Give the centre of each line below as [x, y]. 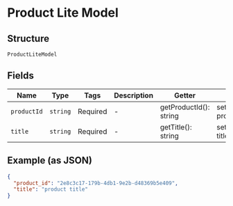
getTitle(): [176, 127]
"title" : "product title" [51, 189]
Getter [185, 95]
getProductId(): [185, 107]
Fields [21, 76]
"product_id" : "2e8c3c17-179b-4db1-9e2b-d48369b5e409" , [96, 183]
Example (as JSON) [50, 160]
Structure [28, 39]
